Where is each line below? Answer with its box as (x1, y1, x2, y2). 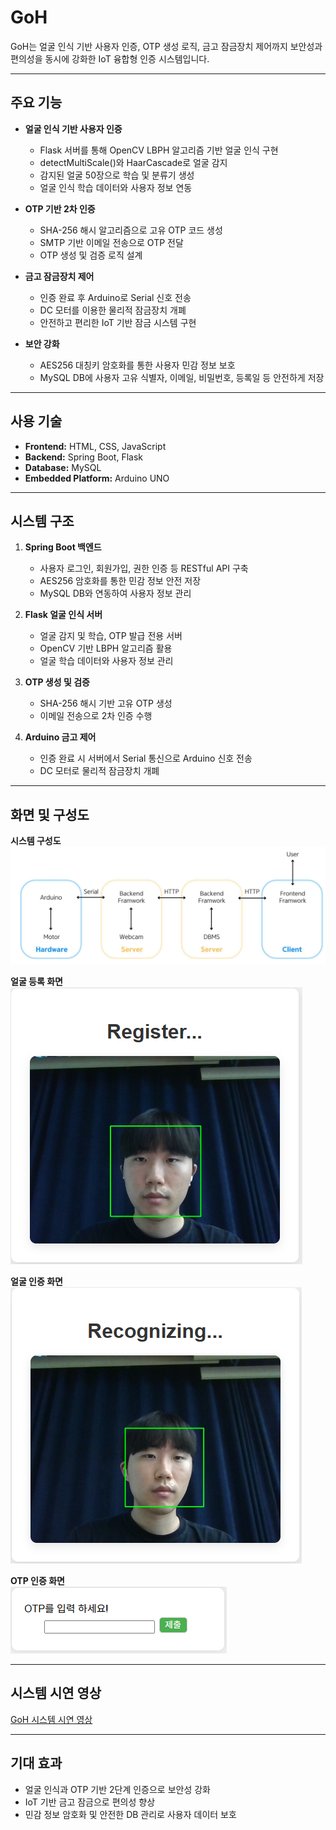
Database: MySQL (24, 461, 102, 473)
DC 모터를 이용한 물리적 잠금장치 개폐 (39, 304, 187, 316)
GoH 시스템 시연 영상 (10, 1713, 93, 1725)
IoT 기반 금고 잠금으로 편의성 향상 (24, 1796, 156, 1808)
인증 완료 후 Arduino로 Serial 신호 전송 (39, 291, 192, 303)
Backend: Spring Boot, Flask (24, 451, 143, 463)
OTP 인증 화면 (10, 1574, 65, 1586)
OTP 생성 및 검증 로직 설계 (39, 249, 143, 261)
